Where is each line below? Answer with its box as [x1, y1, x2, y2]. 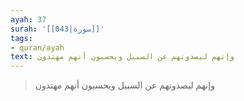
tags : [10, 33, 33, 43]
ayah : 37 [10, 14, 47, 25]
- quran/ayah [10, 42, 65, 53]
